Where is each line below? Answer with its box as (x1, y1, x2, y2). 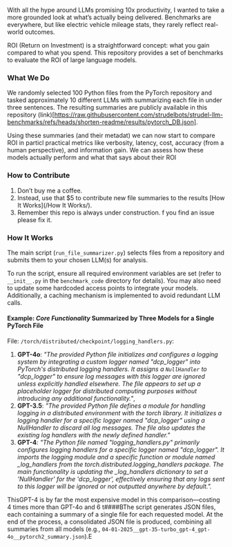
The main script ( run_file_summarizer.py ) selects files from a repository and (7, 248, 224, 257)
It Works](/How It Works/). (17, 201, 93, 209)
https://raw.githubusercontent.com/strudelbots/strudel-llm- (54, 110, 223, 119)
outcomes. (24, 28, 55, 36)
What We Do (7, 72, 50, 82)
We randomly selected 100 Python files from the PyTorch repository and (7, 89, 213, 97)
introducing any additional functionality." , (17, 395, 136, 403)
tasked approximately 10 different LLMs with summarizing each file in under (7, 96, 222, 104)
